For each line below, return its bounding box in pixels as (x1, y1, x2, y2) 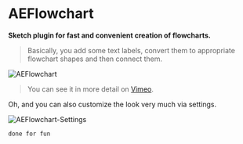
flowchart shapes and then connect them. (27, 54, 163, 63)
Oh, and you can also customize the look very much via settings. (8, 99, 217, 109)
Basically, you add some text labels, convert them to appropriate (27, 45, 235, 55)
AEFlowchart (8, 5, 94, 23)
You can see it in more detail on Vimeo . (27, 84, 154, 94)
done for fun (8, 130, 51, 138)
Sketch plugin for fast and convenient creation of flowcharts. (8, 31, 212, 40)
